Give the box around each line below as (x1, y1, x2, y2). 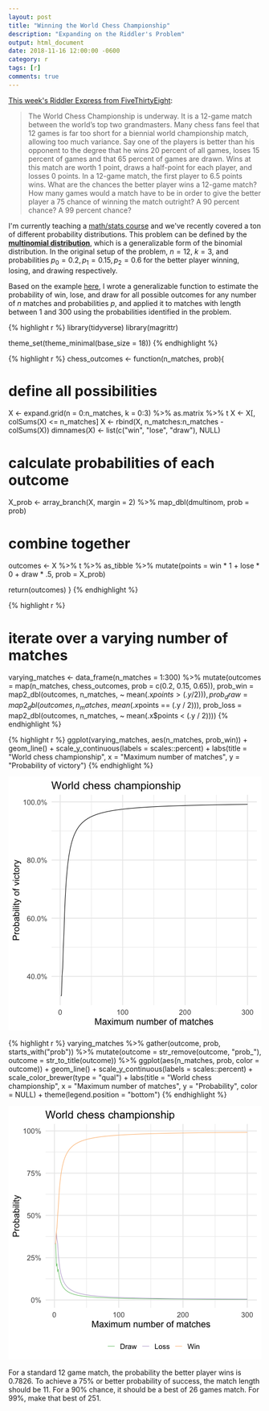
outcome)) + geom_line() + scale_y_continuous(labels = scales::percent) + (8, 1064, 254, 1074)
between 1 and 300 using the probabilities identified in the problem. (8, 307, 231, 317)
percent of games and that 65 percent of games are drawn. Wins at (27, 154, 251, 163)
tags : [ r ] (8, 64, 42, 72)
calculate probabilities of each (8, 453, 215, 472)
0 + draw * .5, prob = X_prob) (8, 569, 106, 579)
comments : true (8, 72, 59, 81)
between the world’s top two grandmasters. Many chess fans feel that (27, 119, 259, 129)
